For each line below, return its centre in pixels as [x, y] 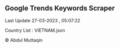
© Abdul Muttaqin [24, 40]
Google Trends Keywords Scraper [60, 8]
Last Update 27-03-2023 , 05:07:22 [43, 20]
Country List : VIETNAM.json [35, 30]
